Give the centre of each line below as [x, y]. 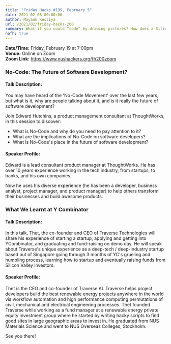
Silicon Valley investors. [30, 265]
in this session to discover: [33, 121]
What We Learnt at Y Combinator [47, 210]
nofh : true [17, 34]
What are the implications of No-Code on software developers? [79, 137]
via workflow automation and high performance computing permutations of [84, 299]
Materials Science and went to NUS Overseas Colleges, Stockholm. [76, 326]
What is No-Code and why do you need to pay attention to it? [77, 131]
